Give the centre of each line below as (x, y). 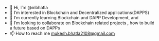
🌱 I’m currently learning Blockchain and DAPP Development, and (74, 18)
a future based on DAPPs (35, 28)
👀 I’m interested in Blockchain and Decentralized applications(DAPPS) (79, 13)
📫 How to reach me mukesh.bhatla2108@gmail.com (62, 33)
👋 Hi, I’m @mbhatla (29, 7)
